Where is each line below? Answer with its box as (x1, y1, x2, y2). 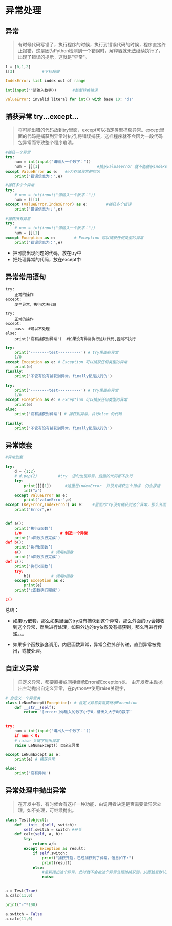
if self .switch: (32, 851, 68, 856)
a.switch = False (5, 911, 42, 917)
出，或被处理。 (12, 647, 45, 654)
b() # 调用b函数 (24, 573, 74, 579)
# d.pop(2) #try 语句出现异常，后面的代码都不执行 (14, 474, 133, 479)
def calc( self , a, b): (14, 832, 63, 837)
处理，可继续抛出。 (35, 807, 77, 813)
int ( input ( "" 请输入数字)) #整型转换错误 (5, 88, 98, 93)
